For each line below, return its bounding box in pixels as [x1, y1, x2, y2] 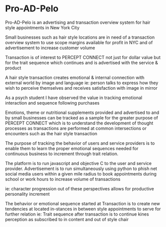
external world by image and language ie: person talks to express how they [5, 80, 159, 86]
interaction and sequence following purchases [5, 100, 100, 106]
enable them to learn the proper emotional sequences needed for [5, 145, 139, 151]
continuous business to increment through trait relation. [5, 151, 118, 157]
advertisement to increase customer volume [5, 45, 95, 51]
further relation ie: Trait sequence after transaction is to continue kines [5, 211, 149, 217]
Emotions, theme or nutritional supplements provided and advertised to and [5, 110, 160, 115]
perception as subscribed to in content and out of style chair [5, 216, 129, 222]
